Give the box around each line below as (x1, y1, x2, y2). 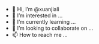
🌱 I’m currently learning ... (11, 18, 76, 25)
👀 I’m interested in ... (11, 12, 63, 19)
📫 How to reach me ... (11, 32, 68, 38)
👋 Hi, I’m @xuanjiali (11, 6, 60, 12)
